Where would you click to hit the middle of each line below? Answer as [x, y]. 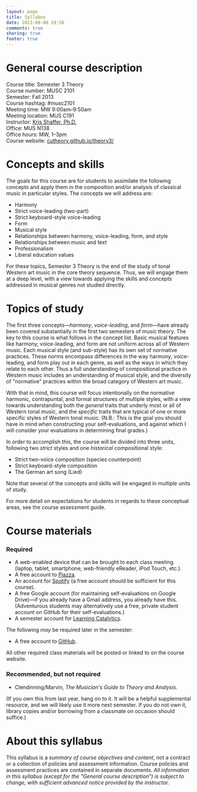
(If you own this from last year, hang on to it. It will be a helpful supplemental [98, 698]
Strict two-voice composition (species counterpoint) [78, 459]
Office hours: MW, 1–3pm [36, 134]
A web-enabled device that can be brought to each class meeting [94, 562]
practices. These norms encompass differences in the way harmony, [89, 356]
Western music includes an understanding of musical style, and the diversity [99, 375]
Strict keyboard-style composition [56, 465]
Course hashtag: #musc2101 [41, 103]
